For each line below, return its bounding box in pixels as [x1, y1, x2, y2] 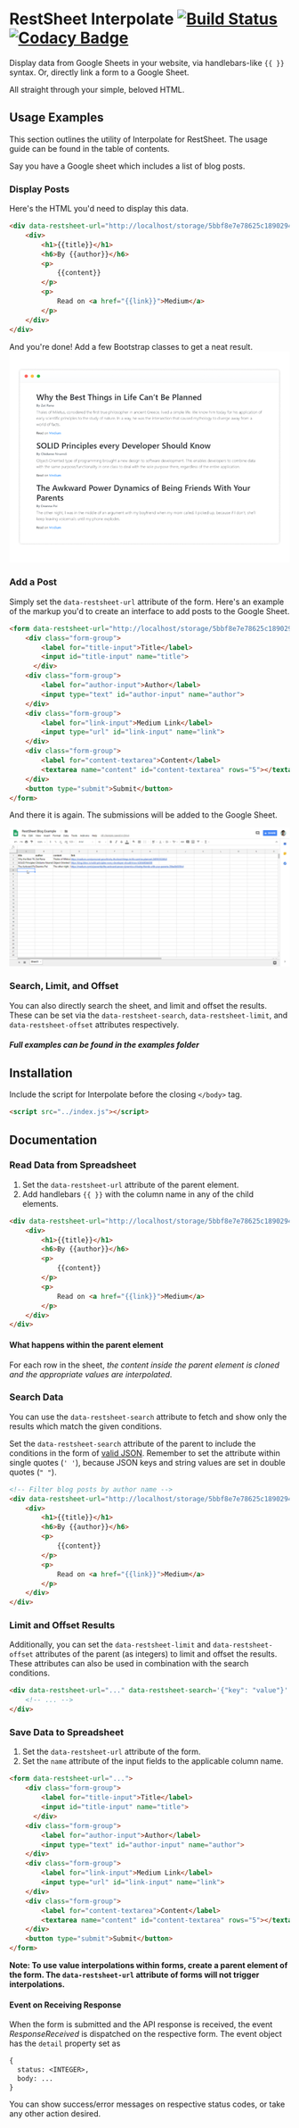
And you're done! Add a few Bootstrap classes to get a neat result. [9, 341, 254, 352]
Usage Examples [9, 110, 104, 125]
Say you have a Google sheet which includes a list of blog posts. [9, 161, 246, 171]
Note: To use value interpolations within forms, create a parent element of [9, 1960, 288, 1971]
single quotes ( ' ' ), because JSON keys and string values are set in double [9, 1457, 287, 1467]
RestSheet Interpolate [9, 9, 174, 29]
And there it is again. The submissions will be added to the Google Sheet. [9, 810, 278, 820]
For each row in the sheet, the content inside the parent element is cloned [9, 1359, 280, 1370]
